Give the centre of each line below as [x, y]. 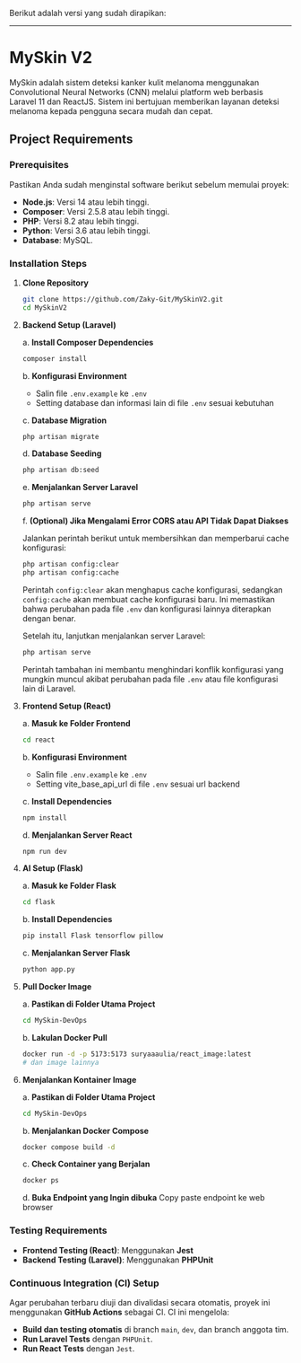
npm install [44, 818]
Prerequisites [39, 165]
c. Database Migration [64, 420]
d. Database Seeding [62, 453]
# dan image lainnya [60, 1062]
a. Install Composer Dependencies [88, 342]
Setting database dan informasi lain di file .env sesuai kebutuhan [155, 402]
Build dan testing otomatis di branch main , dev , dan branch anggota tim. [155, 1329]
